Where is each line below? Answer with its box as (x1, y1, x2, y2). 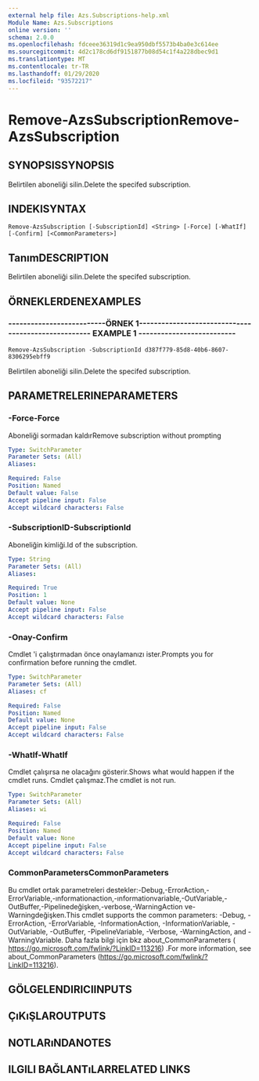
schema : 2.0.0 (8, 33, 55, 42)
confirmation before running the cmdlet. (8, 658, 137, 668)
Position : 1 (8, 591, 47, 599)
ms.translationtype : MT (8, 56, 86, 64)
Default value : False (8, 489, 79, 497)
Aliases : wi (8, 806, 47, 813)
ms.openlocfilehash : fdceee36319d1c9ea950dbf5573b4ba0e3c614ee (8, 41, 219, 49)
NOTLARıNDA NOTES (8, 1036, 112, 1050)
